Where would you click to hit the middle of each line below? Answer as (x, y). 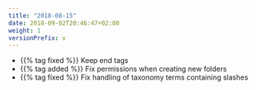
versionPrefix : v (37, 38)
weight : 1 (25, 30)
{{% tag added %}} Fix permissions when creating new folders (123, 69)
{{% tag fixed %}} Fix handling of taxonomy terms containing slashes (134, 77)
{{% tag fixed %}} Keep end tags (74, 61)
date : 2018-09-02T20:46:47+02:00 (64, 23)
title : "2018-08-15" (43, 16)
